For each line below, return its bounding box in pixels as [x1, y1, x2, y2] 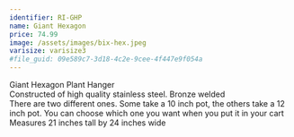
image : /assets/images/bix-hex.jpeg [9, 38, 147, 47]
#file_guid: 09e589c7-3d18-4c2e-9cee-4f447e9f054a [9, 55, 203, 64]
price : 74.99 [9, 30, 58, 39]
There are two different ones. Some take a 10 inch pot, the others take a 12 [9, 98, 285, 108]
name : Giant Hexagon [9, 21, 87, 30]
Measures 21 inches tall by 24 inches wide [9, 117, 166, 128]
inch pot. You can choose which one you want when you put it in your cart [9, 108, 285, 118]
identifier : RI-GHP [9, 13, 83, 22]
